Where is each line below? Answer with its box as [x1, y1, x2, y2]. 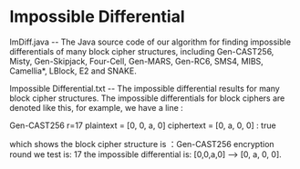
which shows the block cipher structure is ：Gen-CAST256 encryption [9, 138, 275, 149]
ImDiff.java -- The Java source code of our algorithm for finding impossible [9, 36, 292, 47]
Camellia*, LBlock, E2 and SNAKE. [9, 65, 137, 76]
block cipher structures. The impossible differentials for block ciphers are [9, 93, 285, 104]
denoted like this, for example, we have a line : [9, 102, 184, 113]
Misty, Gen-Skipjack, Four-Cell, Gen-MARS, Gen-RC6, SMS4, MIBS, [9, 55, 264, 66]
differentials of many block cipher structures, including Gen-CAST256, [9, 45, 274, 56]
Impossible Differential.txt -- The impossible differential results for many [9, 83, 280, 94]
